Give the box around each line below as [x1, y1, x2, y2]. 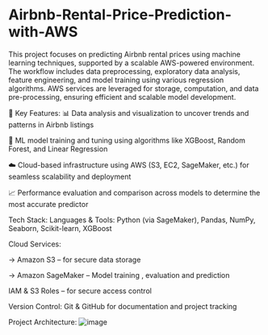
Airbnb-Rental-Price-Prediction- [8, 6, 232, 24]
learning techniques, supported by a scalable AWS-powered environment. [8, 58, 255, 68]
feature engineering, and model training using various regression [8, 75, 224, 85]
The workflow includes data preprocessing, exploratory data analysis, [8, 66, 241, 76]
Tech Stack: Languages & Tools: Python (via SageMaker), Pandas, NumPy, [8, 215, 256, 225]
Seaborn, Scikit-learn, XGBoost [8, 223, 112, 233]
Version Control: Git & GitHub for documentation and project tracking [8, 301, 237, 311]
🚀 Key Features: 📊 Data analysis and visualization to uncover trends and [8, 108, 249, 118]
